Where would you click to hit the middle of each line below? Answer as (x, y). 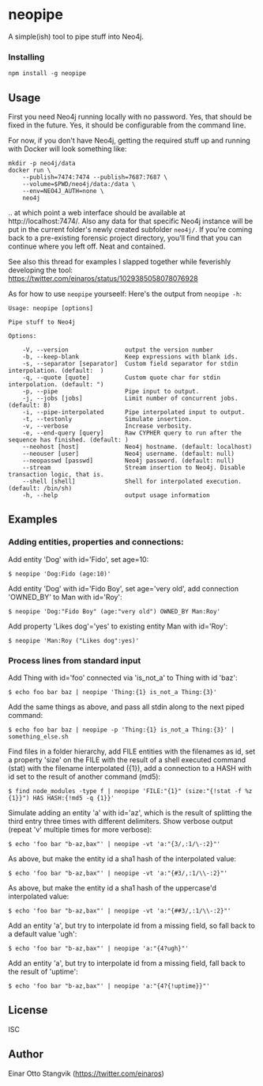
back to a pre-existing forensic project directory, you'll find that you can (125, 238)
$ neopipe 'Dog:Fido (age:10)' (60, 574)
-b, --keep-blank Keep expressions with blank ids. (130, 357)
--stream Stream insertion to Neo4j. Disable (134, 468)
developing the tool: (41, 270)
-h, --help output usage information (116, 496)
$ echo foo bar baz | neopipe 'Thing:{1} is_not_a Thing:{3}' (113, 693)
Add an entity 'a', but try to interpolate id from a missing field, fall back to (127, 963)
